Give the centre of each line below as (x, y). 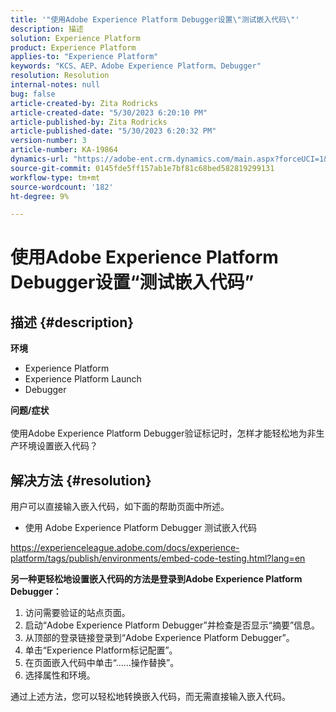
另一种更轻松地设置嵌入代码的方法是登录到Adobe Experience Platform (156, 579)
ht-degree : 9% (40, 196)
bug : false (33, 94)
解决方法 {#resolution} (81, 480)
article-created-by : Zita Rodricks (84, 103)
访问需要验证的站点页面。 (77, 613)
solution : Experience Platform (75, 38)
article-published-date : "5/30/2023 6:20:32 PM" (113, 131)
